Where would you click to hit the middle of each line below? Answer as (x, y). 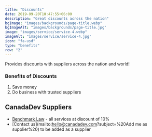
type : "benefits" (22, 46)
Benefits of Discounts (31, 76)
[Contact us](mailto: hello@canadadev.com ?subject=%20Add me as (80, 124)
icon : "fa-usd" (20, 41)
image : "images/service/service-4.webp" (46, 32)
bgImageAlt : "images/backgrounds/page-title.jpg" (56, 28)
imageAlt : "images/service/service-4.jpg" (48, 37)
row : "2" (14, 50)
